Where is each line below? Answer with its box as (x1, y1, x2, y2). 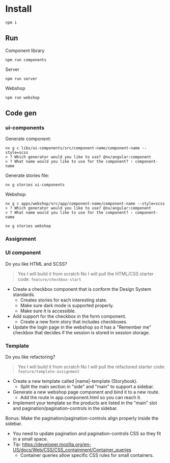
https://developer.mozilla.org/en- (22, 441, 92, 447)
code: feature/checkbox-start (17, 276, 81, 282)
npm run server (5, 76, 38, 81)
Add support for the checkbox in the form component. (12, 313, 126, 319)
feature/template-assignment (17, 369, 80, 374)
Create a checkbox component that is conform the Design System (12, 286, 152, 292)
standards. (12, 291, 36, 297)
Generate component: (5, 136, 51, 142)
